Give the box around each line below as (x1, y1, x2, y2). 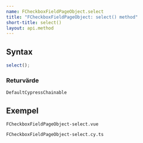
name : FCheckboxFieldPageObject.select (6, 8, 104, 15)
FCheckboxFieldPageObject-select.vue (6, 121, 99, 127)
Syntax (6, 46, 33, 56)
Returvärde (6, 76, 39, 84)
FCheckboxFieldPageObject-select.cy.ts (6, 132, 104, 138)
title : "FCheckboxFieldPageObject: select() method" (6, 14, 138, 20)
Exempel (6, 105, 39, 115)
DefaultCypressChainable (6, 89, 67, 96)
